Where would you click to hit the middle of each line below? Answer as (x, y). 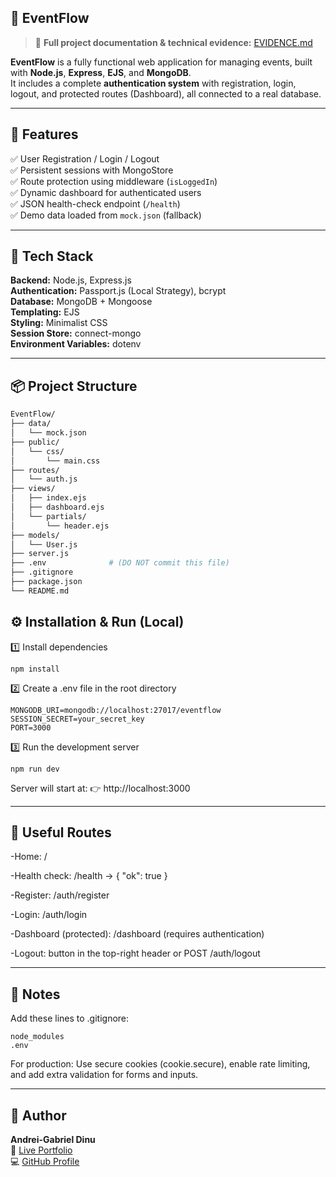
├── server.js (40, 554)
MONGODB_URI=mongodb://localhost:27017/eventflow (116, 710)
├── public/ (35, 442)
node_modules (37, 1037)
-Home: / (29, 857)
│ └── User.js (44, 544)
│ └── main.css (55, 461)
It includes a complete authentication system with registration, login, (153, 83)
